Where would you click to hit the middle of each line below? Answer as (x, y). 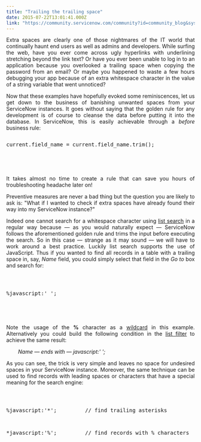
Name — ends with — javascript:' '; (62, 352)
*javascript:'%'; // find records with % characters (98, 433)
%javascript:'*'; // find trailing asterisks (87, 411)
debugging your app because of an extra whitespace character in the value (100, 78)
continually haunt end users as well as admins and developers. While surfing (100, 46)
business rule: (23, 128)
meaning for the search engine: (45, 383)
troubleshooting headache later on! (49, 185)
